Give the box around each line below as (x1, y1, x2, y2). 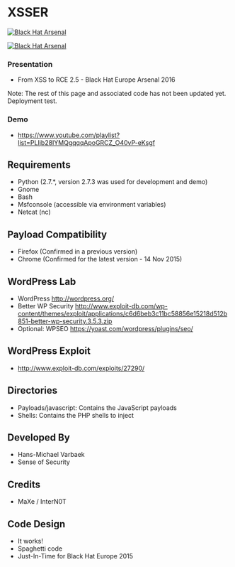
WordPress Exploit (7, 345, 91, 357)
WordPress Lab (7, 275, 76, 288)
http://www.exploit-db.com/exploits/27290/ (17, 364, 145, 372)
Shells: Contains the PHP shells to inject (17, 411, 134, 419)
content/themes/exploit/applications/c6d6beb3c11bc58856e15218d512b (17, 309, 228, 318)
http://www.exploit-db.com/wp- (75, 301, 168, 310)
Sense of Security (17, 458, 71, 466)
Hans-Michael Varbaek (17, 450, 85, 459)
